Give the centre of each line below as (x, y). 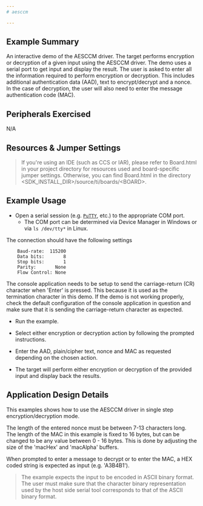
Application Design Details (58, 395)
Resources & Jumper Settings (64, 148)
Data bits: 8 (42, 256)
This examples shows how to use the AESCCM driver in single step (90, 410)
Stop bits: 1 (42, 261)
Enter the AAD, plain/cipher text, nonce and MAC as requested (93, 351)
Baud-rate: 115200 (42, 251)
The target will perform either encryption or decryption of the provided (103, 369)
